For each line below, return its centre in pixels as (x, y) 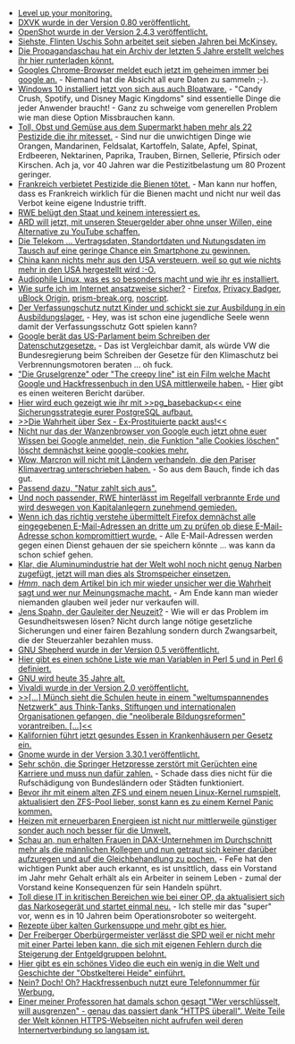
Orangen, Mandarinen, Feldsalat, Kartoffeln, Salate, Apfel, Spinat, (138, 146)
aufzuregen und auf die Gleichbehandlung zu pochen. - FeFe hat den (145, 859)
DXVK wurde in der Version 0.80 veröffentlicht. (104, 22)
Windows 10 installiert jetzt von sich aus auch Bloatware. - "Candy (140, 89)
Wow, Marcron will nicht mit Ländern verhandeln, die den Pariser (137, 459)
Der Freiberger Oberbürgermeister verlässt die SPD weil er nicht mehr (146, 935)
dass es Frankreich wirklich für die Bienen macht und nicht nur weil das (149, 193)
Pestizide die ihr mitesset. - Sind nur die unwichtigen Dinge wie (135, 136)
